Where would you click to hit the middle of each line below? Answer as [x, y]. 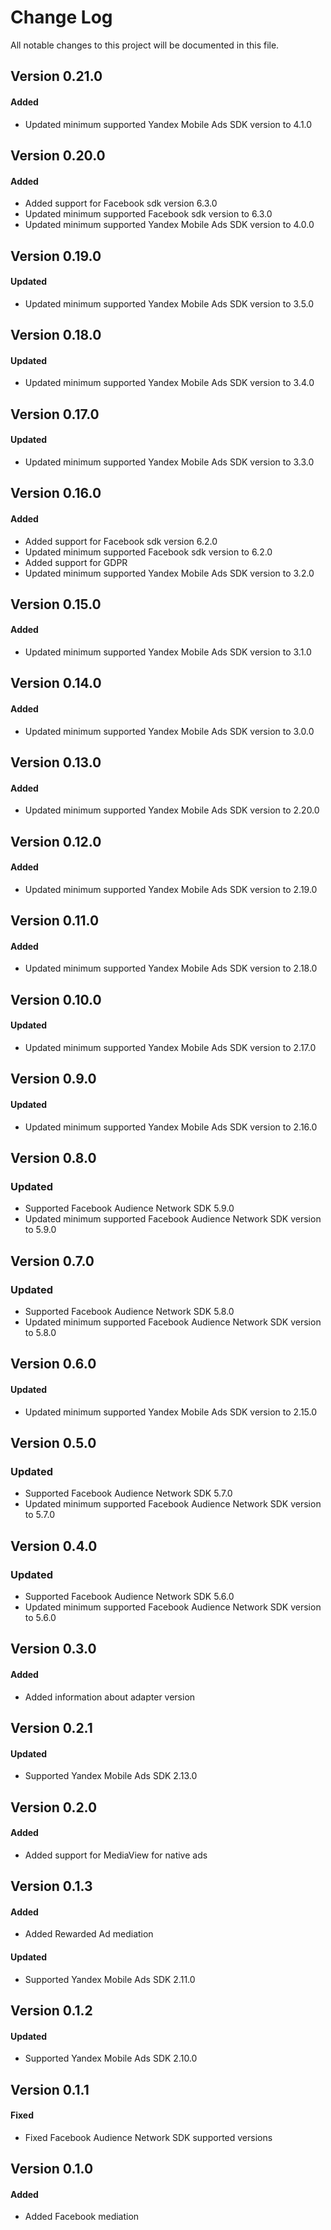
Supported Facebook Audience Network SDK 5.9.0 [129, 1208]
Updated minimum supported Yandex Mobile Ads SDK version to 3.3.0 [169, 462]
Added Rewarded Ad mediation [89, 1934]
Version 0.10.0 [56, 999]
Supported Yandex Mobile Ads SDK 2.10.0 [111, 2058]
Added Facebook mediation [82, 2217]
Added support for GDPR [76, 562]
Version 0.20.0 [58, 155]
